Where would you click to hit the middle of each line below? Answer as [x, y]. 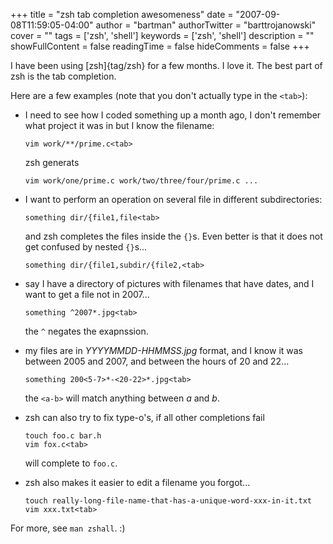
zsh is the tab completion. [63, 76]
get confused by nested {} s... [86, 247]
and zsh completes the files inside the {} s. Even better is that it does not [173, 236]
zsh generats [52, 162]
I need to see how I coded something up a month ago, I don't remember [173, 115]
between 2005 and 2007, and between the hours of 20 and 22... [157, 361]
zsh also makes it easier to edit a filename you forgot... [137, 482]
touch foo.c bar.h [63, 436]
